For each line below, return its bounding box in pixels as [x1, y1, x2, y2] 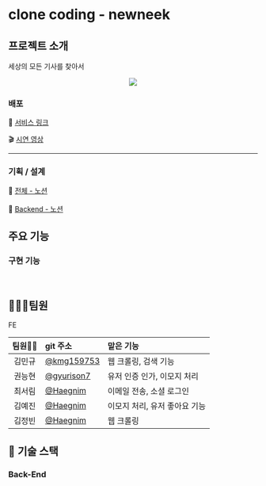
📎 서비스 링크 [8, 117, 49, 128]
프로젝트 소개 [8, 39, 69, 52]
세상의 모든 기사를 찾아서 [8, 62, 85, 71]
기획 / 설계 [8, 166, 46, 178]
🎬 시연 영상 [8, 135, 44, 144]
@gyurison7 [44, 370, 91, 381]
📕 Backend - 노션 [8, 204, 63, 213]
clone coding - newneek [8, 6, 170, 24]
